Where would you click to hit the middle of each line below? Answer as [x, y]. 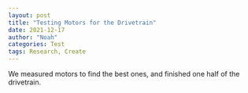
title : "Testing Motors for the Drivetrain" [82, 23]
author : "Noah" [33, 37]
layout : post [30, 15]
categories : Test [37, 45]
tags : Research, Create [47, 52]
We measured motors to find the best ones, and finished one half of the [124, 74]
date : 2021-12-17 [37, 30]
